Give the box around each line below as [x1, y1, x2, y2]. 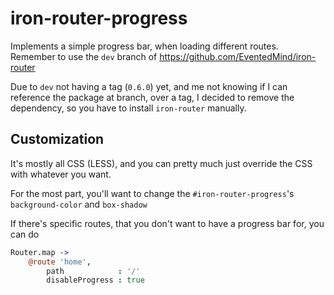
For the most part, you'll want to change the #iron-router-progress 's [10, 187, 295, 199]
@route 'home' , [28, 257, 92, 267]
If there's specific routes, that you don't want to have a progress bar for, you [10, 217, 325, 229]
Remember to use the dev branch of [10, 50, 158, 62]
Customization [10, 131, 105, 148]
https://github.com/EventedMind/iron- [159, 50, 317, 62]
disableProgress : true [46, 275, 145, 286]
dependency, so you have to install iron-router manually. [10, 102, 247, 114]
